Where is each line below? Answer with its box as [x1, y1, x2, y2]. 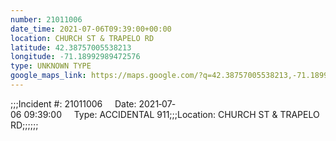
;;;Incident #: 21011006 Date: [10, 97, 137, 110]
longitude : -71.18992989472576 [10, 52, 141, 62]
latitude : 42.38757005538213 [10, 42, 132, 53]
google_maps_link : [10, 71, 87, 81]
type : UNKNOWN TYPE [10, 61, 92, 71]
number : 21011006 [10, 14, 83, 25]
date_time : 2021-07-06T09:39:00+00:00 [10, 24, 172, 34]
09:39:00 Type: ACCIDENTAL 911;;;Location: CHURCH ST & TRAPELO [23, 108, 320, 120]
